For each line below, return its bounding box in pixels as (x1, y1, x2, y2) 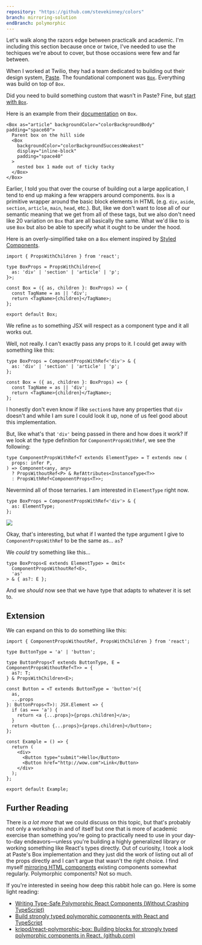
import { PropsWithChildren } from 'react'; (6, 253, 120, 259)
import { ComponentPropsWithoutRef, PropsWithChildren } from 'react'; (6, 638, 190, 644)
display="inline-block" (17, 148, 77, 154)
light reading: (6, 888, 39, 895)
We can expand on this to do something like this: (6, 627, 127, 634)
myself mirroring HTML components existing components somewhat (6, 864, 177, 871)
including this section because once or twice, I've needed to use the (6, 43, 176, 50)
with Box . (6, 98, 28, 106)
